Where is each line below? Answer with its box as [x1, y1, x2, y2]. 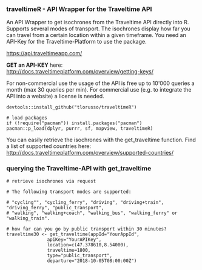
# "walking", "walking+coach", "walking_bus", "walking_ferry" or [6, 210, 178, 216]
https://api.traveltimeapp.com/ [6, 50, 82, 57]
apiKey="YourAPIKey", [47, 236, 102, 243]
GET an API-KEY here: [6, 61, 63, 69]
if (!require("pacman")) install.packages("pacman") [6, 120, 143, 126]
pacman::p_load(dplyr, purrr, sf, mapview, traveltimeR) [6, 126, 153, 132]
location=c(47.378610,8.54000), [47, 241, 129, 248]
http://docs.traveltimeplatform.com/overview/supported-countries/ [6, 149, 174, 157]
